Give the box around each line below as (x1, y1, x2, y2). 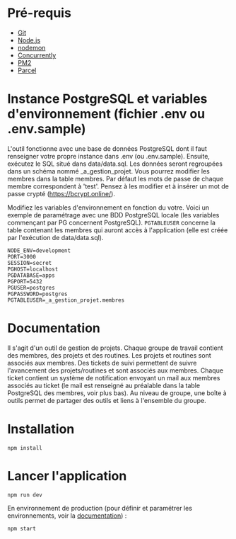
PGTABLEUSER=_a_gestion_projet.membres (7, 296, 125, 304)
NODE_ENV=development (7, 246, 71, 254)
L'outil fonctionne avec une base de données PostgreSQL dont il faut (7, 144, 207, 153)
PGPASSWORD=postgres (7, 290, 69, 297)
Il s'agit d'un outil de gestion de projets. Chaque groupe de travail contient (7, 344, 224, 352)
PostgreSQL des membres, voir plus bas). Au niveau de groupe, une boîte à (7, 388, 228, 397)
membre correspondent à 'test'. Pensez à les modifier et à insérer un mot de (7, 182, 230, 191)
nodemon (17, 43, 46, 52)
